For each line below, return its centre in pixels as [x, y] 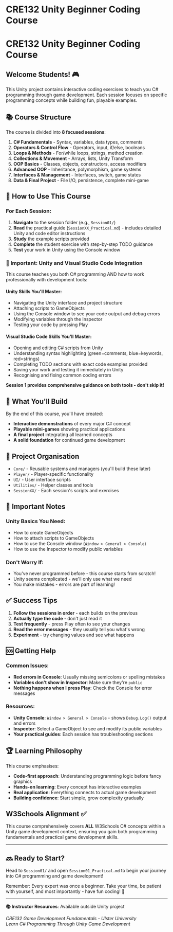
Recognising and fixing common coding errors [62, 375]
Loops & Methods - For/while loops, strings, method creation [78, 153]
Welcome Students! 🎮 [43, 74]
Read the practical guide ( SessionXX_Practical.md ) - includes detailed [87, 228]
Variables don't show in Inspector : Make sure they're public [78, 682]
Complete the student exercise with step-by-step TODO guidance [83, 244]
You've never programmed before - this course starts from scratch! [84, 573]
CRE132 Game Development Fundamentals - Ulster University [71, 919]
